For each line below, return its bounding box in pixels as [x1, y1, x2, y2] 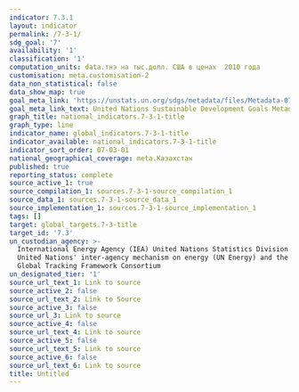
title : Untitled [9, 369, 69, 379]
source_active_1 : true [9, 179, 93, 188]
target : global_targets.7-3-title [9, 220, 138, 229]
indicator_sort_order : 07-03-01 [9, 145, 129, 154]
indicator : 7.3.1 [9, 12, 74, 22]
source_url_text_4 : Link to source [9, 328, 141, 337]
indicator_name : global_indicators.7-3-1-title [9, 129, 190, 138]
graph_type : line [9, 121, 74, 130]
